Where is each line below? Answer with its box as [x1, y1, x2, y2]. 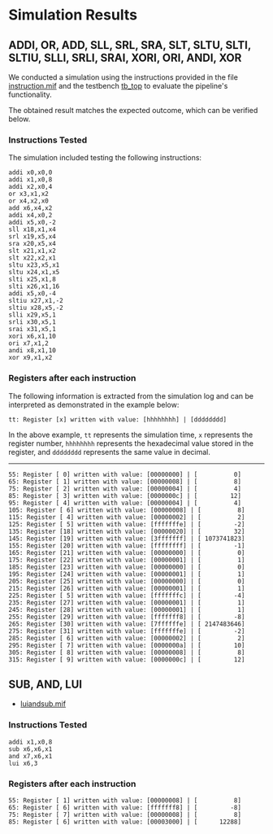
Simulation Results [8, 6, 138, 24]
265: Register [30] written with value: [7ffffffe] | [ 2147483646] [8, 620, 245, 628]
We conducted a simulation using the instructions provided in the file [8, 72, 238, 82]
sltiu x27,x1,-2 [8, 297, 63, 305]
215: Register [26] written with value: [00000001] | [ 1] [8, 584, 245, 592]
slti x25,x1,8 [8, 275, 57, 284]
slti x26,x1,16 [8, 282, 60, 290]
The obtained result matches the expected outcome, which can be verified [8, 106, 258, 115]
